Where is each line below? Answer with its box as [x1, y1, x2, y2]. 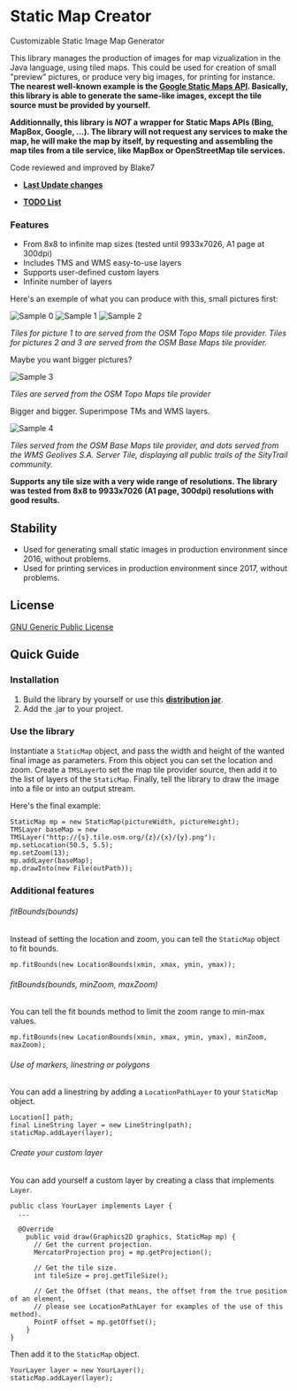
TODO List [22, 197, 62, 207]
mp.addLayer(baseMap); [10, 856, 94, 865]
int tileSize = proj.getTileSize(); [33, 1271, 169, 1280]
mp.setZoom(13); [10, 848, 70, 857]
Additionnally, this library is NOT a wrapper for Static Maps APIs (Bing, [10, 117, 274, 128]
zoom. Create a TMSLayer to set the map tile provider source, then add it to [10, 764, 278, 775]
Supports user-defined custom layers [22, 267, 160, 278]
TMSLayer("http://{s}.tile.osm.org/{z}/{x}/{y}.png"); [10, 832, 217, 842]
